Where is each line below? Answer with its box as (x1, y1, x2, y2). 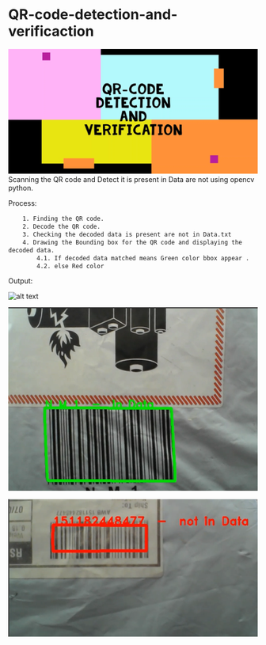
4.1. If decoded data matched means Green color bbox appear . (36, 255, 249, 263)
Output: (8, 276, 33, 286)
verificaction (8, 22, 94, 40)
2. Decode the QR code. (22, 223, 101, 231)
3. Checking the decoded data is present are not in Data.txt (22, 231, 232, 239)
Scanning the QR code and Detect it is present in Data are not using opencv (8, 175, 255, 184)
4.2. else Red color (36, 263, 104, 271)
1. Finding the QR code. (22, 215, 104, 223)
